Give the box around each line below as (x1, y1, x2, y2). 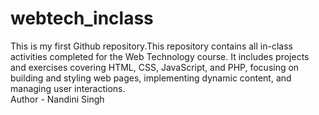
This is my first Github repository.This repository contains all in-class (10, 40, 293, 52)
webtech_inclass (10, 7, 154, 30)
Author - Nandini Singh (10, 93, 105, 105)
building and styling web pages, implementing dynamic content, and (10, 72, 292, 84)
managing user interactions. (10, 82, 126, 94)
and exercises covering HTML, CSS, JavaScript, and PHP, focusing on (10, 61, 300, 73)
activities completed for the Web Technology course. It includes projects (10, 50, 310, 62)
